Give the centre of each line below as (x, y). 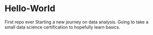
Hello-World (30, 9)
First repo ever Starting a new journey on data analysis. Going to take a (76, 22)
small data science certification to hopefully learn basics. (62, 27)
